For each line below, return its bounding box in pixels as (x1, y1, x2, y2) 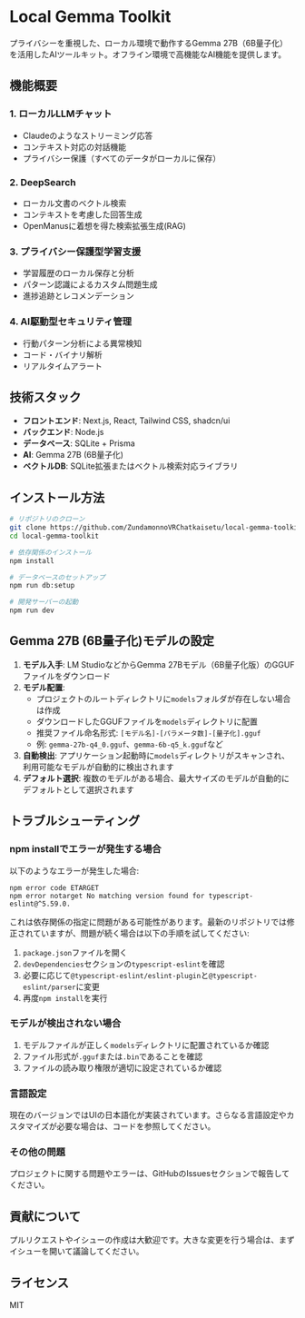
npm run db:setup (9, 581, 75, 590)
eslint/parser (22, 983, 76, 992)
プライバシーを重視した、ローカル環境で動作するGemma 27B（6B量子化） (9, 37, 289, 48)
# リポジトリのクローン (9, 515, 85, 524)
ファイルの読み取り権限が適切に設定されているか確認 (22, 1062, 222, 1073)
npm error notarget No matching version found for (9, 891, 205, 900)
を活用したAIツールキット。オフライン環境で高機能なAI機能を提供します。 (9, 48, 287, 60)
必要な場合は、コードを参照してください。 (56, 1121, 216, 1132)
